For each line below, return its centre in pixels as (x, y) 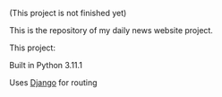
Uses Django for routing (53, 83)
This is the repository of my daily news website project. (111, 30)
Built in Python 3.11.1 (46, 65)
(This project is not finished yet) (68, 13)
